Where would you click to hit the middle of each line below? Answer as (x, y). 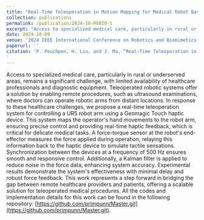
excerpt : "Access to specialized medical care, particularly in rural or (102, 29)
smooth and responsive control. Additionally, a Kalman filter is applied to (97, 158)
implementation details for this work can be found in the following (88, 197)
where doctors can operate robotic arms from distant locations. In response (101, 100)
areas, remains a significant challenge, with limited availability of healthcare (101, 81)
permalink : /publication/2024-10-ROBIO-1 (59, 23)
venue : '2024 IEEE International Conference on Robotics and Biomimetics (102, 40)
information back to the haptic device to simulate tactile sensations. (91, 145)
